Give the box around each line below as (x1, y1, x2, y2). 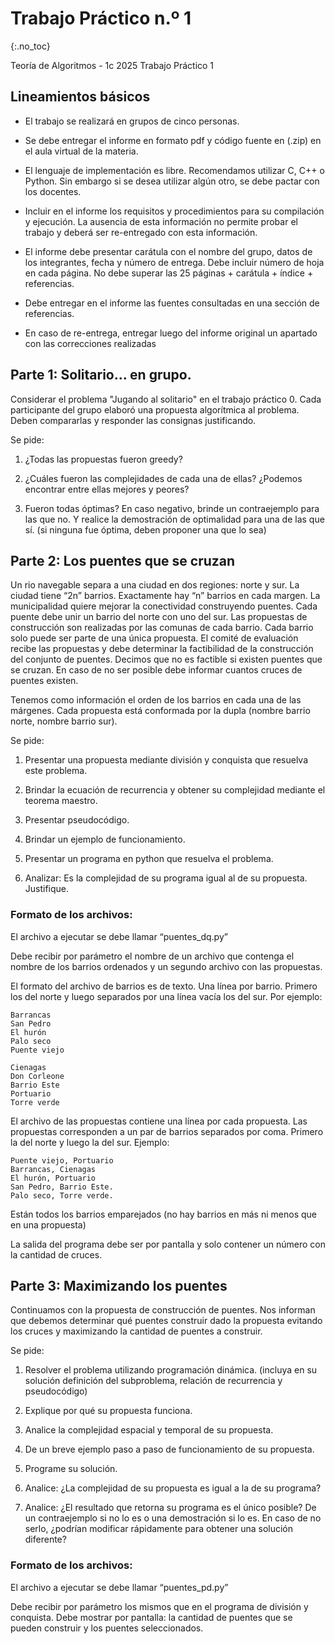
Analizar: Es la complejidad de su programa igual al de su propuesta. (24, 872, 308, 884)
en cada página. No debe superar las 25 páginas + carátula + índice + (24, 267, 314, 279)
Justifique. (24, 883, 70, 895)
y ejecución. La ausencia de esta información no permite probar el (24, 215, 298, 227)
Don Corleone (10, 1071, 65, 1081)
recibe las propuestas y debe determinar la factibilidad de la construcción (10, 643, 314, 655)
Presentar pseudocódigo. (24, 814, 130, 826)
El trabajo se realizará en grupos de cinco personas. (24, 115, 240, 127)
